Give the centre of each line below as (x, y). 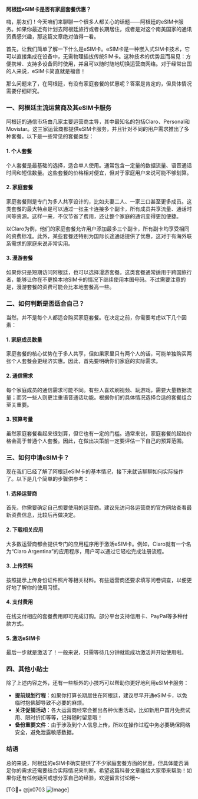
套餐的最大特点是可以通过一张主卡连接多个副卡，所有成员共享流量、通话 (99, 209)
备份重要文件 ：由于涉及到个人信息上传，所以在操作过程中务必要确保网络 (102, 725)
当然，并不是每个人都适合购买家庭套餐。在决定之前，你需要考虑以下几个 (94, 318)
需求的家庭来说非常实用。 (42, 243)
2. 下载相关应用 (25, 529)
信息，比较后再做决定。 (50, 515)
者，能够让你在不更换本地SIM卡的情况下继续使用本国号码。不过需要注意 (93, 279)
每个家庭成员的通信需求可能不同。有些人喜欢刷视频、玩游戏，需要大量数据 (96, 390)
